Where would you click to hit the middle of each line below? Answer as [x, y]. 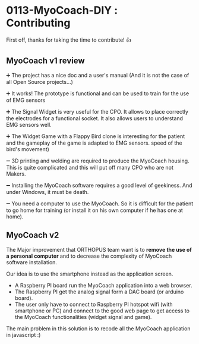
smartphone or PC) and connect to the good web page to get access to [102, 311]
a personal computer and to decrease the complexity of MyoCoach [89, 256]
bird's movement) [28, 149]
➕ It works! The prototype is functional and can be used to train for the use [98, 93]
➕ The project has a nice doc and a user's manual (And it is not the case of [98, 75]
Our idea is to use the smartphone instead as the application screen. [90, 274]
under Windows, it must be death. [48, 192]
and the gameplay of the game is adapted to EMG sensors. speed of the [94, 143]
